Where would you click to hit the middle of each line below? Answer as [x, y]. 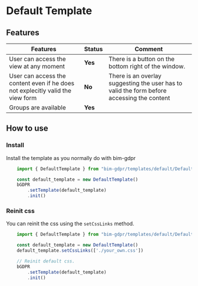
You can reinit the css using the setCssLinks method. [70, 224]
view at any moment [37, 66]
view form [23, 98]
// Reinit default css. [46, 261]
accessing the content [139, 98]
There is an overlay [135, 76]
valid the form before [138, 91]
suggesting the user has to [146, 83]
